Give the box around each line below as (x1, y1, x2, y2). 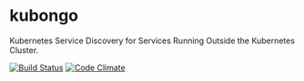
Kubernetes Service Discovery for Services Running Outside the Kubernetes (9, 35, 296, 46)
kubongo (9, 5, 79, 26)
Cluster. (9, 44, 39, 55)
